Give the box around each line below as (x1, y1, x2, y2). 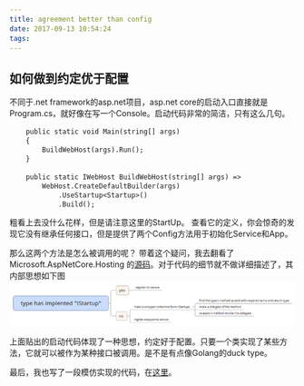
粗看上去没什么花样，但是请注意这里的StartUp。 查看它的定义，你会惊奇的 (9, 217, 288, 228)
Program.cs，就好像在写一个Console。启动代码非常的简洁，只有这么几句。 (9, 108, 290, 119)
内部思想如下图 (9, 271, 65, 282)
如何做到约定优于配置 (9, 71, 129, 86)
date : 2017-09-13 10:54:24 (9, 24, 112, 34)
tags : (9, 34, 30, 43)
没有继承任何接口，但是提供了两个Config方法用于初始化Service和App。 (25, 228, 293, 240)
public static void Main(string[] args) (25, 127, 181, 136)
